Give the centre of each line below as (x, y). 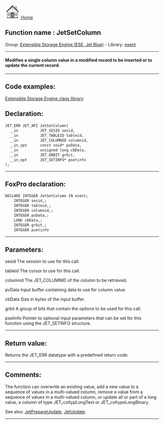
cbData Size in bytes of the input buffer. (45, 299)
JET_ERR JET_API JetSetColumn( (37, 126)
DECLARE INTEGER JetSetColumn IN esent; (47, 196)
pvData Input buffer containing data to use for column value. (66, 290)
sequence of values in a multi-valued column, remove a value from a (74, 392)
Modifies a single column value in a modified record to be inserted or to (79, 60)
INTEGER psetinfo (31, 230)
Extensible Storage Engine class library (44, 98)
